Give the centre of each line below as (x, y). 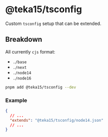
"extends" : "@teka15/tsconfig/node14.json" (57, 120)
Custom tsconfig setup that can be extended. (53, 23)
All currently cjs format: (30, 51)
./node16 (22, 78)
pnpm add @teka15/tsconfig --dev (41, 87)
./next (20, 67)
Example (16, 100)
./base (20, 62)
